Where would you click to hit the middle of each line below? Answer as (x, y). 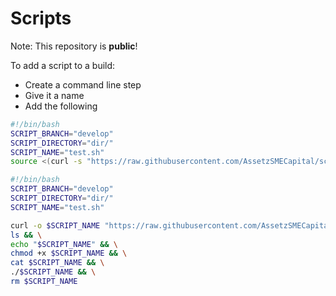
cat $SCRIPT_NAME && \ (57, 263)
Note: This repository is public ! (74, 46)
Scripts (41, 18)
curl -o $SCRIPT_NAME (55, 225)
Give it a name (54, 95)
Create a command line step (83, 84)
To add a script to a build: (63, 65)
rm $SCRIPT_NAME (44, 282)
